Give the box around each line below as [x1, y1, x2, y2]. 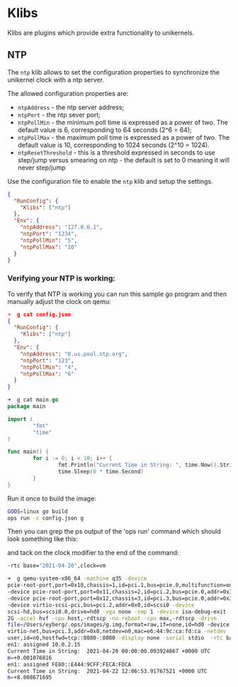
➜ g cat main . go [7, 396, 59, 404]
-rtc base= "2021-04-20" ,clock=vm [7, 562, 106, 569]
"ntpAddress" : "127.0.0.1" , [20, 224, 103, 231]
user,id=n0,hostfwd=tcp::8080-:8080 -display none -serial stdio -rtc [7, 634, 223, 642]
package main [7, 403, 46, 410]
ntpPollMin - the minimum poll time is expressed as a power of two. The [17, 118, 228, 126]
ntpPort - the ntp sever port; [17, 110, 101, 119]
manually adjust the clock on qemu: [7, 297, 111, 306]
